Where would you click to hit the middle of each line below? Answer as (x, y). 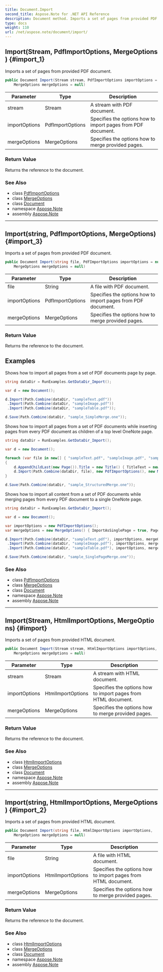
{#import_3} (24, 241)
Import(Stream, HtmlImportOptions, (61, 621)
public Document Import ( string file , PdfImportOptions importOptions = (79, 262)
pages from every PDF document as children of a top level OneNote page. (79, 432)
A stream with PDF (111, 105)
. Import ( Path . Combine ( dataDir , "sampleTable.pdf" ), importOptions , (77, 548)
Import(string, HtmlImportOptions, (58, 802)
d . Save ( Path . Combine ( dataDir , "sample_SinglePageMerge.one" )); (70, 557)
